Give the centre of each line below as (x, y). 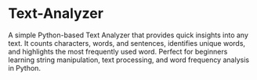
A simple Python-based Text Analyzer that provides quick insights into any (128, 35)
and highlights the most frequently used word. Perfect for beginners (118, 51)
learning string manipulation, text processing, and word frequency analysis (128, 60)
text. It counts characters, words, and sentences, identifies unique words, (127, 43)
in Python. (25, 68)
